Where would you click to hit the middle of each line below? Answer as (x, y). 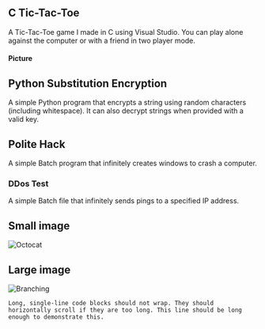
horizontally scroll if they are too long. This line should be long (125, 310)
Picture (21, 59)
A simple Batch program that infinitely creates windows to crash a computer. (132, 163)
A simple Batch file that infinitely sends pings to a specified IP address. (124, 201)
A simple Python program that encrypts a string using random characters (127, 103)
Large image (40, 269)
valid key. (24, 119)
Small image (39, 226)
